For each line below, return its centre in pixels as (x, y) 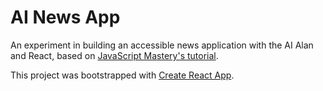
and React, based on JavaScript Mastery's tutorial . (114, 55)
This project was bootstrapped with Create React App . (122, 75)
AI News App (65, 17)
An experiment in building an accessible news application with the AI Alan (162, 45)
